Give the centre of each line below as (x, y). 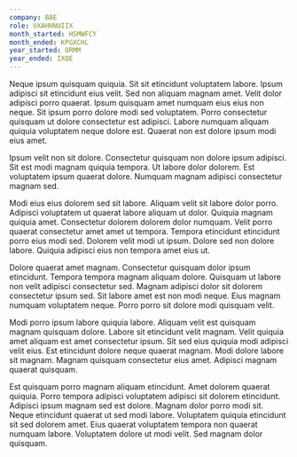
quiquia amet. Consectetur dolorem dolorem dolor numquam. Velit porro (141, 222)
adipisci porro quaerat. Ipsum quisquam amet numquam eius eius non (137, 102)
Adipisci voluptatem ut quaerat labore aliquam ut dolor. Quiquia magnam (141, 213)
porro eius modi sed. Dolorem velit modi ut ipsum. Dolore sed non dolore (142, 241)
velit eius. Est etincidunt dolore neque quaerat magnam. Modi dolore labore (147, 351)
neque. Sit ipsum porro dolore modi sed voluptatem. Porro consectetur (138, 112)
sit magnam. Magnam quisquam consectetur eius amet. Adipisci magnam (143, 360)
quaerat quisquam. (43, 370)
